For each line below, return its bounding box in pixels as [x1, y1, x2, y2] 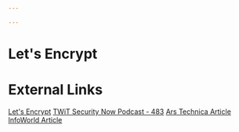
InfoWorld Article [8, 115, 63, 124]
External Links [8, 81, 103, 99]
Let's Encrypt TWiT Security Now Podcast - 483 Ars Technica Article [8, 107, 231, 116]
